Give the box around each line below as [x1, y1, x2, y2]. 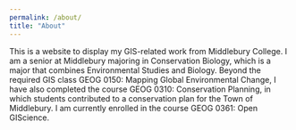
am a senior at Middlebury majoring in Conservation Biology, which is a [9, 55, 271, 66]
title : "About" [9, 21, 66, 30]
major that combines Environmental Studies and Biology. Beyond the [9, 64, 262, 76]
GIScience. [9, 112, 50, 123]
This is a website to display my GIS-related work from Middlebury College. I [9, 45, 288, 56]
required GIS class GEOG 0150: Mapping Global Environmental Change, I [9, 74, 276, 85]
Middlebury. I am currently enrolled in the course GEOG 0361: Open [9, 102, 258, 113]
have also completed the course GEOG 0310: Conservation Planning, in [9, 84, 271, 94]
